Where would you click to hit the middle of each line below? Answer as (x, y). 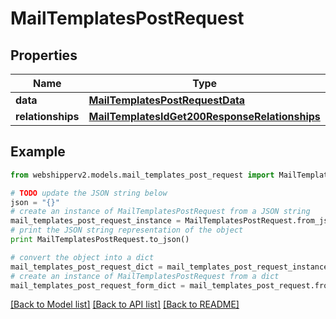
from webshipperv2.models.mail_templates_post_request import (142, 175)
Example (38, 152)
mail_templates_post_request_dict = (86, 267)
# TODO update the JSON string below (89, 193)
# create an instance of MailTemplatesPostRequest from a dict (145, 276)
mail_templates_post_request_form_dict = (98, 285)
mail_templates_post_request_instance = (96, 221)
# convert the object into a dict (82, 257)
